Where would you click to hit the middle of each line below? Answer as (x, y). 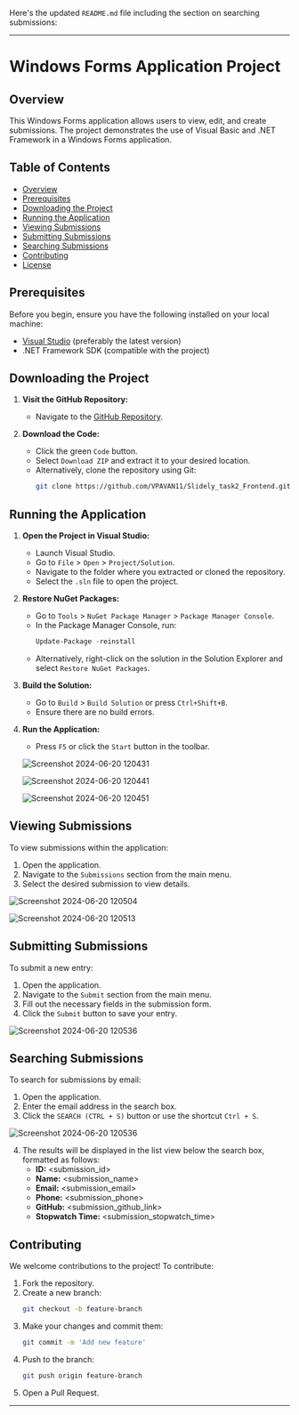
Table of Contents (60, 168)
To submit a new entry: (51, 967)
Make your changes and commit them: (93, 1326)
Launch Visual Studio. (75, 553)
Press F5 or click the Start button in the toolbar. (123, 746)
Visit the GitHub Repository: (75, 400)
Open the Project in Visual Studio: (85, 536)
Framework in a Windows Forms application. (90, 140)
